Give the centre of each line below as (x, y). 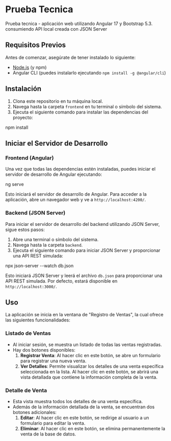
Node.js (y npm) (30, 67)
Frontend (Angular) (30, 158)
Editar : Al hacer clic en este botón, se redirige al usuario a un (85, 417)
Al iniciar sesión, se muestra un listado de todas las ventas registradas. (87, 344)
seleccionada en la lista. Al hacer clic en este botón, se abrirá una (89, 372)
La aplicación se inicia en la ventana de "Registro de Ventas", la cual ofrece (84, 315)
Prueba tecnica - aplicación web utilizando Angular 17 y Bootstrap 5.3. (79, 24)
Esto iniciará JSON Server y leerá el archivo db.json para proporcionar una (84, 275)
